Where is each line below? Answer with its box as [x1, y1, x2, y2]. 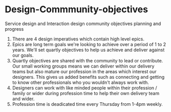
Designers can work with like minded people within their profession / [12, 84, 157, 91]
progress [5, 26, 24, 32]
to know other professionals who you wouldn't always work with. [12, 79, 149, 85]
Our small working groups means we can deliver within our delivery [12, 63, 155, 69]
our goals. [12, 52, 34, 58]
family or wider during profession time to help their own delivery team [12, 90, 160, 96]
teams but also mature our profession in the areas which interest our [12, 68, 157, 75]
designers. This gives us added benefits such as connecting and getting [12, 74, 165, 80]
